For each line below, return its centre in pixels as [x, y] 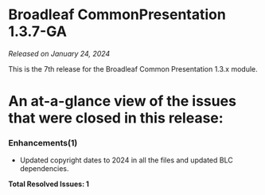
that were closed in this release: [116, 118]
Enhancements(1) [43, 143]
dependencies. [44, 169]
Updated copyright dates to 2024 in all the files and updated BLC [126, 160]
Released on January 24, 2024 [59, 53]
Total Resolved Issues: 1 [49, 184]
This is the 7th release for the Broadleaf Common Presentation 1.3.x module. [133, 68]
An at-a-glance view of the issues [123, 101]
